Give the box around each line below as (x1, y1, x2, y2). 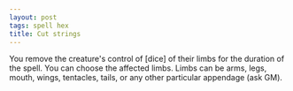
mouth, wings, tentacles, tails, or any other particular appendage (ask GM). (9, 72, 283, 83)
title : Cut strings (9, 29, 81, 38)
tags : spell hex (9, 21, 69, 30)
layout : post (9, 12, 58, 22)
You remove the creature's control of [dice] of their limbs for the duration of (9, 54, 285, 64)
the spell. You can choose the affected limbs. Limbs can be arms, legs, (9, 63, 267, 73)
